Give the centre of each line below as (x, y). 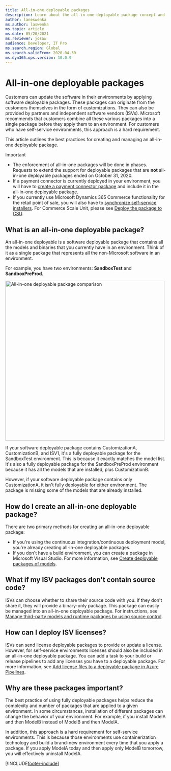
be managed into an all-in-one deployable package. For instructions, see (81, 611)
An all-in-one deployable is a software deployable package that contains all (84, 242)
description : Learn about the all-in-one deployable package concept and (85, 15)
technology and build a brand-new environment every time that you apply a (84, 743)
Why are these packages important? (64, 688)
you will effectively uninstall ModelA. (44, 754)
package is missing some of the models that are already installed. (74, 490)
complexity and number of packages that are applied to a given (72, 706)
